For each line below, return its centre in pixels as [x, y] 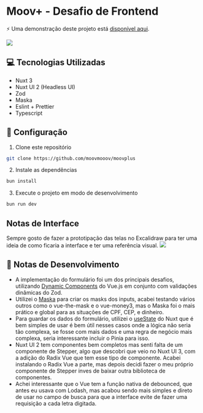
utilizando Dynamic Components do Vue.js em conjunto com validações [106, 286]
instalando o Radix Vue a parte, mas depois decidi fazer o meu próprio [104, 364]
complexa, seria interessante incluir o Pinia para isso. [82, 338]
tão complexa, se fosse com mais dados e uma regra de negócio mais [104, 331]
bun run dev [21, 204]
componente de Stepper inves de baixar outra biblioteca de [90, 371]
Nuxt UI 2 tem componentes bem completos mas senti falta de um [99, 344]
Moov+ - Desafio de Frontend [82, 11]
